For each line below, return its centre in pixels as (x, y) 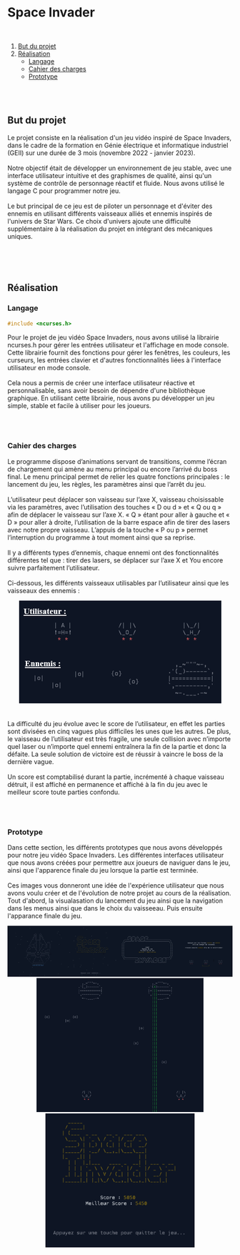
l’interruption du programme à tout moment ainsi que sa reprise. (101, 537)
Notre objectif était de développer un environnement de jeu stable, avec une (120, 168)
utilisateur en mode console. (49, 368)
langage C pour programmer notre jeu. (64, 191)
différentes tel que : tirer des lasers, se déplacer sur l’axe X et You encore (115, 560)
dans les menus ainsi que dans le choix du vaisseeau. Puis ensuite (105, 908)
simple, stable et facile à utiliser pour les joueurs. (79, 406)
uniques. (20, 236)
